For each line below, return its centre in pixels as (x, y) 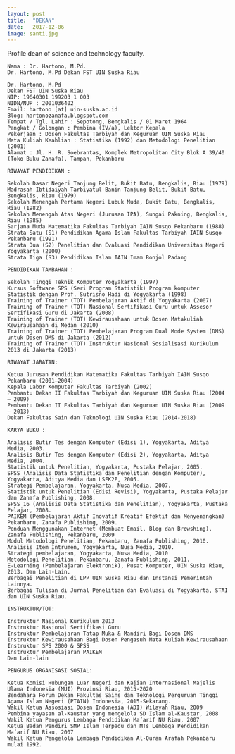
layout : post (26, 14)
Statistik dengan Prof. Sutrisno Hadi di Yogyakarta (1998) (97, 295)
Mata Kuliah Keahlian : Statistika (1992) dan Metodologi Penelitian (112, 141)
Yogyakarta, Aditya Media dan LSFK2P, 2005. (74, 480)
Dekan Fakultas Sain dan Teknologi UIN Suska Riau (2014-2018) (102, 418)
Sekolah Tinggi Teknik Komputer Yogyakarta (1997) (83, 283)
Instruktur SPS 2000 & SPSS (49, 646)
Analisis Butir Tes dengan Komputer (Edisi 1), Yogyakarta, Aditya (108, 443)
